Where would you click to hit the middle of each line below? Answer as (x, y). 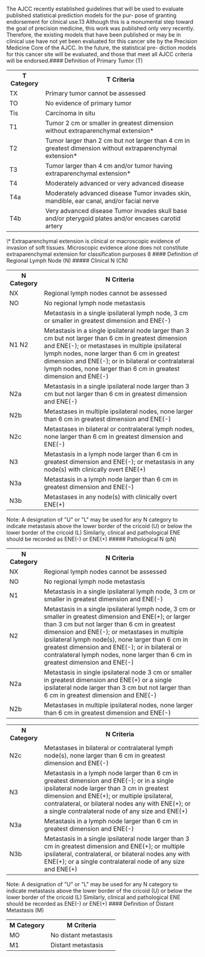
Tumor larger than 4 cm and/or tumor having (109, 166)
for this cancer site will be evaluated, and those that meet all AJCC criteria (99, 54)
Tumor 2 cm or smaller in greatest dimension (110, 123)
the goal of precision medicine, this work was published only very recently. (100, 28)
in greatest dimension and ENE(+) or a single (108, 680)
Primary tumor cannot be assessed (95, 93)
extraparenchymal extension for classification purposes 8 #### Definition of (102, 254)
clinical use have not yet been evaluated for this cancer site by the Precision (102, 41)
